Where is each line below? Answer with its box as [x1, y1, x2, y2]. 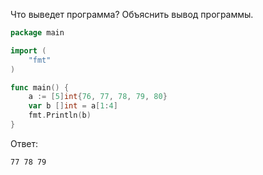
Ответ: [10, 137, 39, 149]
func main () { [10, 82, 70, 93]
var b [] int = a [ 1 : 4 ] [28, 101, 118, 111]
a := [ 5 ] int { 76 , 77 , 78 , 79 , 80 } [28, 92, 168, 102]
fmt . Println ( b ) [28, 110, 92, 121]
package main [10, 28, 65, 38]
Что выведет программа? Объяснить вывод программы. [10, 9, 254, 20]
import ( [10, 45, 47, 56]
